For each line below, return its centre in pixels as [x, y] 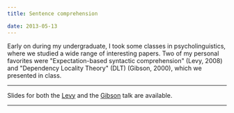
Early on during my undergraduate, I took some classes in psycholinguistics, [117, 46]
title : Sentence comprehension [53, 14]
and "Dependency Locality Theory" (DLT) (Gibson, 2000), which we [104, 68]
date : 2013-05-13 [32, 26]
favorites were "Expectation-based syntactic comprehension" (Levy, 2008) [115, 60]
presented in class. [34, 75]
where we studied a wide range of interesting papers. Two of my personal [113, 53]
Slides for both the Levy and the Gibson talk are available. [90, 95]
